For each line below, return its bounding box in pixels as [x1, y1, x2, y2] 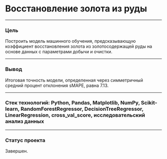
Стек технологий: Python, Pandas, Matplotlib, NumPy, [5, 99, 140, 106]
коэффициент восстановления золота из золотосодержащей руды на [5, 43, 153, 50]
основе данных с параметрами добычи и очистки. [5, 49, 113, 55]
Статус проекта [5, 137, 46, 144]
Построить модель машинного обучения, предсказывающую [5, 38, 136, 44]
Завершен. [5, 148, 28, 154]
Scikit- [141, 99, 158, 106]
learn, [5, 105, 20, 112]
